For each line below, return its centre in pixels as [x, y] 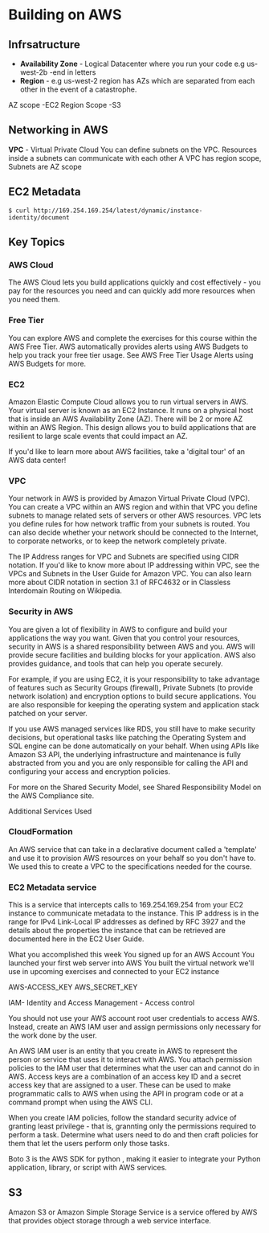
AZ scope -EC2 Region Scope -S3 [65, 105]
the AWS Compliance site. [51, 795]
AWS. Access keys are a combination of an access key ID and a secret [125, 1077]
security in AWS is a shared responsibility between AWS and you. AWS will [132, 646]
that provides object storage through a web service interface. [110, 1220]
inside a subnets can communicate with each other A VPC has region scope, [135, 158]
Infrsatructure [44, 45]
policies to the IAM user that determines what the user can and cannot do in [134, 1068]
